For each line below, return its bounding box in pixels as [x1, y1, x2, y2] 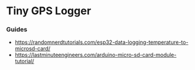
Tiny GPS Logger [6, 4, 91, 18]
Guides [6, 26, 28, 34]
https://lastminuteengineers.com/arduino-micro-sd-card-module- [14, 52, 177, 59]
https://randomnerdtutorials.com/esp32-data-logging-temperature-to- [14, 39, 189, 46]
